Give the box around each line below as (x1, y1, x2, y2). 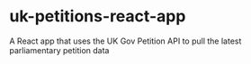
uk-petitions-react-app (9, 6, 186, 27)
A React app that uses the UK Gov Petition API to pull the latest (9, 36, 242, 46)
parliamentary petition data (9, 44, 110, 55)
